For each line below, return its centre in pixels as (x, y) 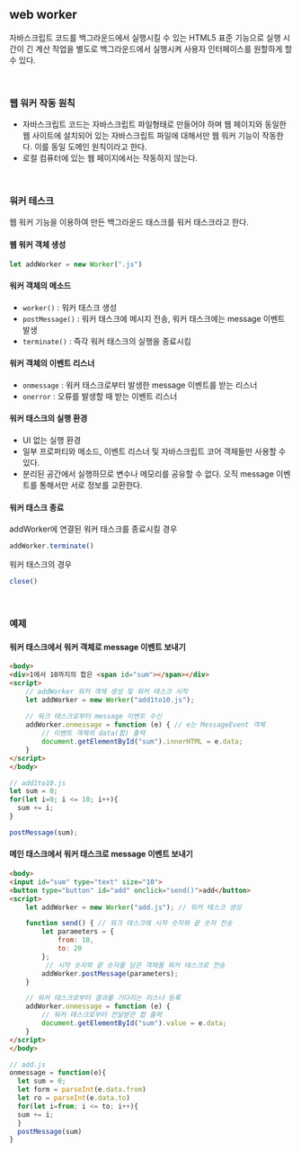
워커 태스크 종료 (37, 507)
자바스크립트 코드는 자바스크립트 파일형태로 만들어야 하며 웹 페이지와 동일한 (155, 124)
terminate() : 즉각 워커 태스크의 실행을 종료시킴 (106, 341)
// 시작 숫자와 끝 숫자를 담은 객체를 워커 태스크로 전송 (135, 965)
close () (24, 582)
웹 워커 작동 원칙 (42, 103)
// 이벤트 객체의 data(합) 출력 (93, 733)
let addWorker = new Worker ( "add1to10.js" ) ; (110, 700)
